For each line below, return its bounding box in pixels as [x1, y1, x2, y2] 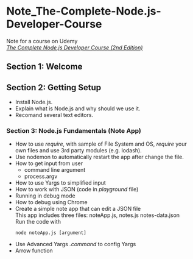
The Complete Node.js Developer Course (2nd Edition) [6, 44, 143, 51]
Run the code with [15, 218, 61, 225]
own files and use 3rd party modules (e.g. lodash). [15, 147, 142, 154]
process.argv [24, 172, 58, 180]
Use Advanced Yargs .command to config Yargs [15, 241, 136, 248]
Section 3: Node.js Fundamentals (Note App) [6, 127, 142, 135]
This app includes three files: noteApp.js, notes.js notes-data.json [15, 211, 180, 219]
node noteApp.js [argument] [15, 230, 86, 236]
